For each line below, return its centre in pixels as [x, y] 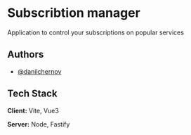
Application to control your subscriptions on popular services [96, 32]
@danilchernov [39, 71]
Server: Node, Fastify [39, 124]
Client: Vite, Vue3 [33, 110]
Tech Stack [32, 94]
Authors [26, 54]
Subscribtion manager [74, 13]
